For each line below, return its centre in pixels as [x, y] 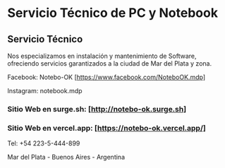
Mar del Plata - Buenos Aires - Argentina [66, 157]
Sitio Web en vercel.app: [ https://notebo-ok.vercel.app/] [107, 128]
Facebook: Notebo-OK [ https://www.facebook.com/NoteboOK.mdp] [107, 77]
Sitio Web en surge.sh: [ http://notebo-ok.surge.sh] [97, 109]
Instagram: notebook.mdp [45, 91]
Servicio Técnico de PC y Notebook [113, 13]
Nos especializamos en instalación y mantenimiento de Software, [102, 56]
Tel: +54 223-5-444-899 [44, 143]
